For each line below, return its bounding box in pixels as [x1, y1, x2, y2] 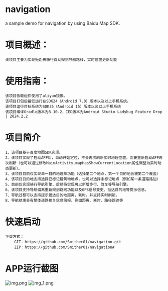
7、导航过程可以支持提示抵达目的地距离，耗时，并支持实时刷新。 [5, 192, 119, 198]
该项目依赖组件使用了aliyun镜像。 [5, 93, 68, 99]
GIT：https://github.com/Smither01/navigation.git [14, 239, 121, 244]
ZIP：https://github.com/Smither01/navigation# [14, 245, 115, 250]
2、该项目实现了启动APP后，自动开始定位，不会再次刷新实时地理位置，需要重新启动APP [5, 155, 159, 160]
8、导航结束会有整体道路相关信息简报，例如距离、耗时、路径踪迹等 [5, 198, 123, 203]
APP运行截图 [5, 263, 59, 274]
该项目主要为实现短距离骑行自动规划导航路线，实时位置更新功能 [5, 57, 117, 62]
